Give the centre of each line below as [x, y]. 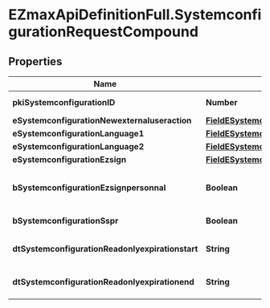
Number [222, 102]
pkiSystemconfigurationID [64, 102]
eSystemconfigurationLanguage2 [78, 146]
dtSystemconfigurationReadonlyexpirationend [103, 282]
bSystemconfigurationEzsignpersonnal [89, 188]
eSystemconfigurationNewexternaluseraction [102, 120]
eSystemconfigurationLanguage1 [78, 134]
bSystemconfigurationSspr [65, 221]
